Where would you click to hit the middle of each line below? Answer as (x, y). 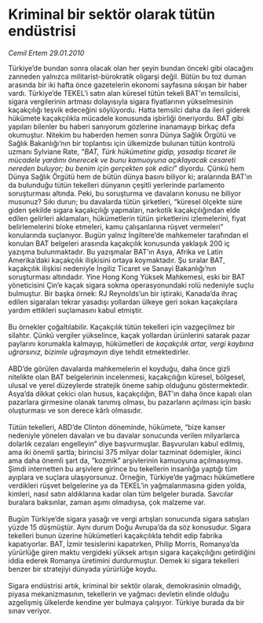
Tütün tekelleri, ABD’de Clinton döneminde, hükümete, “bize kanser (117, 427)
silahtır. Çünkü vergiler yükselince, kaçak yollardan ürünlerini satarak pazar (129, 335)
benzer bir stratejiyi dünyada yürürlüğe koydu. (83, 569)
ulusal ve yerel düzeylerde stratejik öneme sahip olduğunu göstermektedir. (129, 385)
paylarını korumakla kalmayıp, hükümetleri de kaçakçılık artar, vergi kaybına (131, 343)
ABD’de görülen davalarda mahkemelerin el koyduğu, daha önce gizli (119, 368)
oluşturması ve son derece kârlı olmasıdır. (75, 410)
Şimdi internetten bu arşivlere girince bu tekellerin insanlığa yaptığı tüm (123, 468)
